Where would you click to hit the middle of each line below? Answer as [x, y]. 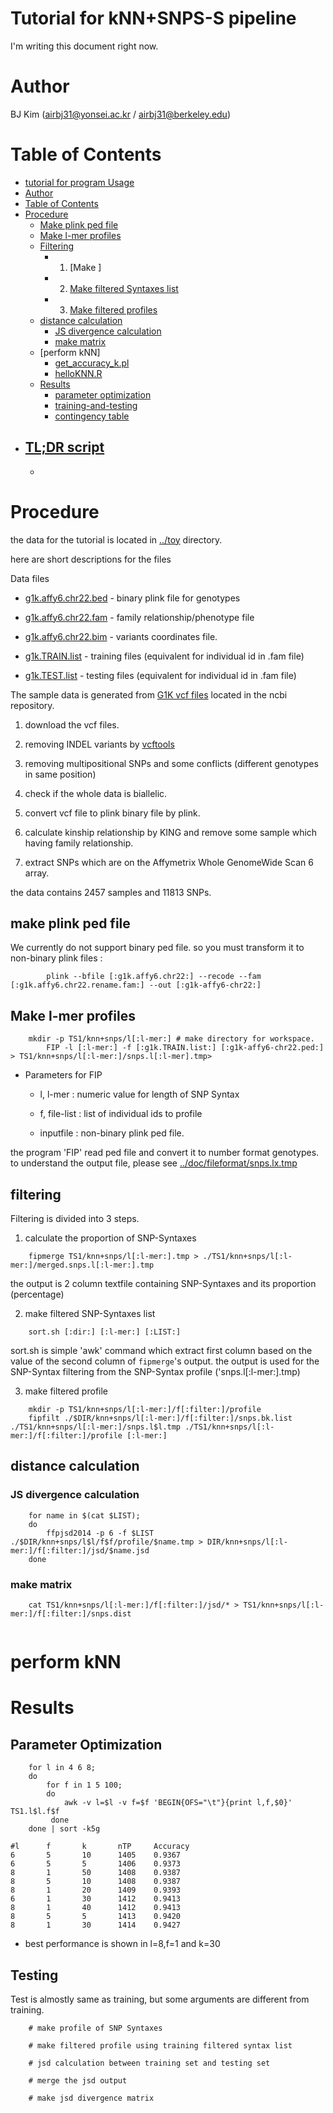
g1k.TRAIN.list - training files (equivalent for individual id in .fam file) [164, 656]
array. [37, 873]
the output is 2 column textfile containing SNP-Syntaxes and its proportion [163, 1283]
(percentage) [37, 1294]
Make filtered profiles [113, 309]
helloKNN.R [78, 373]
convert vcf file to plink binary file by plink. [112, 813]
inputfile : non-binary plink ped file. [112, 1133]
